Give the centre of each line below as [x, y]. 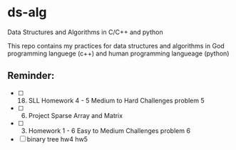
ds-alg [27, 12]
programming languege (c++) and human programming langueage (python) [118, 53]
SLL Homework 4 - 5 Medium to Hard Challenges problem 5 [116, 100]
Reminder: [31, 76]
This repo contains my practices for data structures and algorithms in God [116, 45]
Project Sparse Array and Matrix [76, 115]
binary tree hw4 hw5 [57, 139]
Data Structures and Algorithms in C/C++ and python [85, 32]
